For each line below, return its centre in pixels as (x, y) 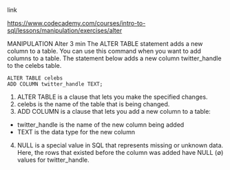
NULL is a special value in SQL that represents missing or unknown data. (120, 145)
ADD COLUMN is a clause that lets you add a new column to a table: (114, 111)
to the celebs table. (34, 65)
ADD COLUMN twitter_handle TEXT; (55, 84)
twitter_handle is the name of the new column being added (101, 125)
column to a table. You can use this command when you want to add (104, 51)
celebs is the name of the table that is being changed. (93, 104)
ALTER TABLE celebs (35, 78)
